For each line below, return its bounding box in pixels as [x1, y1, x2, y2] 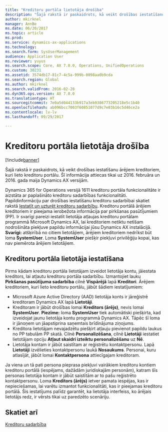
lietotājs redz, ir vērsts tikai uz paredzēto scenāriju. [5, 393, 110, 399]
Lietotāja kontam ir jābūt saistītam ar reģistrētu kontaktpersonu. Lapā [12, 341, 154, 347]
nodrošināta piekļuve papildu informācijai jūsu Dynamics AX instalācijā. [5, 224, 151, 230]
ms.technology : [5, 45, 37, 50]
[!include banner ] [5, 157, 39, 163]
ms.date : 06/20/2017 [5, 26, 48, 31]
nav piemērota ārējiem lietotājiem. [5, 240, 75, 246]
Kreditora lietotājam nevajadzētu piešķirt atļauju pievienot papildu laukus [12, 325, 162, 331]
